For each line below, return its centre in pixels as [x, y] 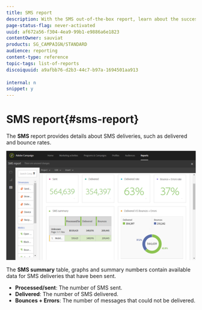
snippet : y [20, 89]
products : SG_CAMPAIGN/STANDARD [47, 45]
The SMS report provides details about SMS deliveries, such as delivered [97, 136]
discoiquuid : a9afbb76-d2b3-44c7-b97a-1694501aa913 [72, 70]
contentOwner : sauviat [35, 38]
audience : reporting [32, 51]
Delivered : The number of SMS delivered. [67, 294]
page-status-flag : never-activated [51, 25]
